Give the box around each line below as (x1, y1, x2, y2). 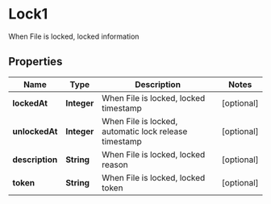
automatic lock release (102, 126, 188, 137)
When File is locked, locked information (8, 31, 140, 41)
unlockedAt (12, 126, 58, 137)
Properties (8, 55, 63, 69)
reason (102, 159, 128, 170)
